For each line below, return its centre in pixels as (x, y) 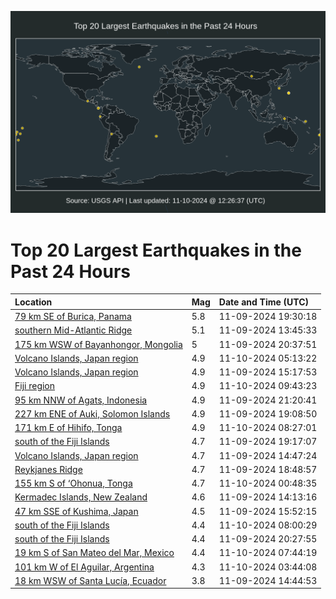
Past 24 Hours (70, 271)
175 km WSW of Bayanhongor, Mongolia (98, 344)
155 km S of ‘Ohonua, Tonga (73, 483)
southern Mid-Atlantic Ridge (73, 330)
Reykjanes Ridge (48, 469)
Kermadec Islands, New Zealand (81, 497)
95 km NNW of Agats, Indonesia (81, 400)
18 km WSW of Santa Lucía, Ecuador (90, 580)
